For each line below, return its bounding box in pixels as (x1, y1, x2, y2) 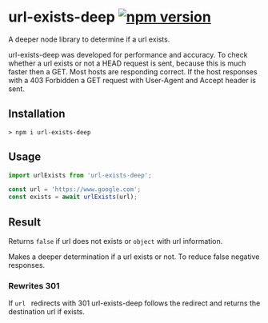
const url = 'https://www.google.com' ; (8, 185, 142, 193)
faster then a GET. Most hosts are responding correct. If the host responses (8, 66, 258, 76)
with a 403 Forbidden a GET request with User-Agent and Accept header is (8, 75, 256, 85)
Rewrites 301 (8, 280, 60, 291)
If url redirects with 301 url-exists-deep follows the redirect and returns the (8, 298, 261, 308)
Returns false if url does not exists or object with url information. (8, 237, 223, 245)
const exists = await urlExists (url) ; (8, 193, 138, 201)
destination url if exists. (8, 307, 86, 317)
